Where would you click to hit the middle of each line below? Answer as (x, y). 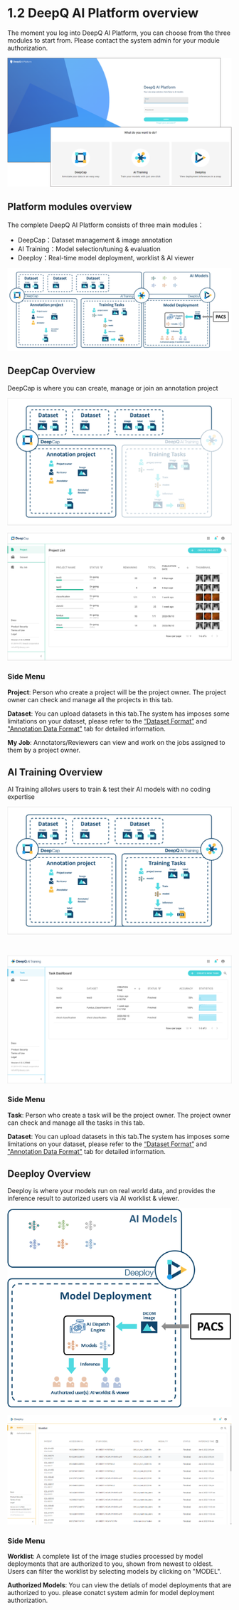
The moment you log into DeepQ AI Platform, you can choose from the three (119, 33)
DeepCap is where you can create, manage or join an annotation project (113, 388)
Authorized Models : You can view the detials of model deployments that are (119, 1585)
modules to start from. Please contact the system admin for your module (114, 40)
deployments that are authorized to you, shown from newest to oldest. (110, 1564)
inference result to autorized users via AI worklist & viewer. (94, 1198)
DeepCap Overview (52, 371)
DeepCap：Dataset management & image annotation (95, 240)
